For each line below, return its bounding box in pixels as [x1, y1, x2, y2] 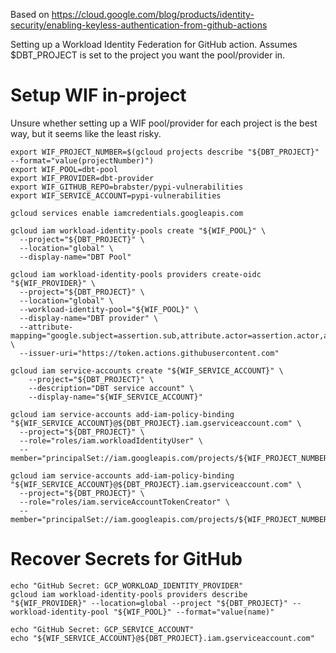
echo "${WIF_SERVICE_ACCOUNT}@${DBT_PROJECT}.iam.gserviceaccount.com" [10, 633, 315, 643]
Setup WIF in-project [10, 84, 187, 107]
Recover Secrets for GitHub [10, 548, 243, 571]
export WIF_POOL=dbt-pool [10, 164, 118, 174]
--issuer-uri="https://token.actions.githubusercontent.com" [19, 348, 280, 358]
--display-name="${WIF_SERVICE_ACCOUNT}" [28, 392, 203, 402]
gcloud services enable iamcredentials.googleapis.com [10, 208, 244, 218]
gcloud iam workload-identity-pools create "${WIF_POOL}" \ [10, 225, 267, 236]
